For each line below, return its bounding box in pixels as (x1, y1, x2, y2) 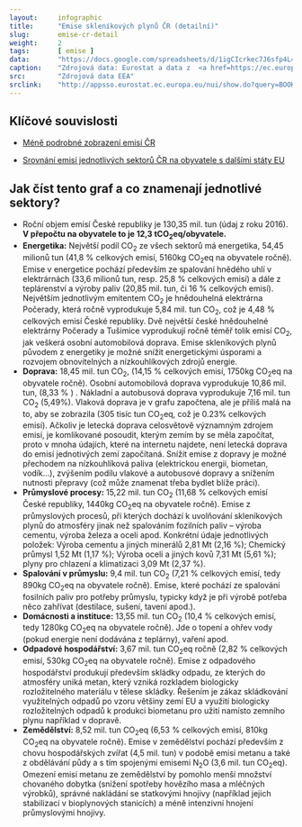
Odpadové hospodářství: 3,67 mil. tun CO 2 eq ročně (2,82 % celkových (22, 643, 288, 656)
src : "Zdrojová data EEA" (9, 72, 135, 81)
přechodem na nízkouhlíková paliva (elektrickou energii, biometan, (22, 459, 269, 469)
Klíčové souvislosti (9, 114, 119, 129)
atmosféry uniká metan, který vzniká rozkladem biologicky (22, 677, 239, 687)
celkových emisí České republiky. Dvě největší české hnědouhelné (22, 316, 269, 327)
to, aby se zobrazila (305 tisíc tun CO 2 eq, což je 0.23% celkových (22, 408, 267, 422)
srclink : (9, 80, 42, 89)
